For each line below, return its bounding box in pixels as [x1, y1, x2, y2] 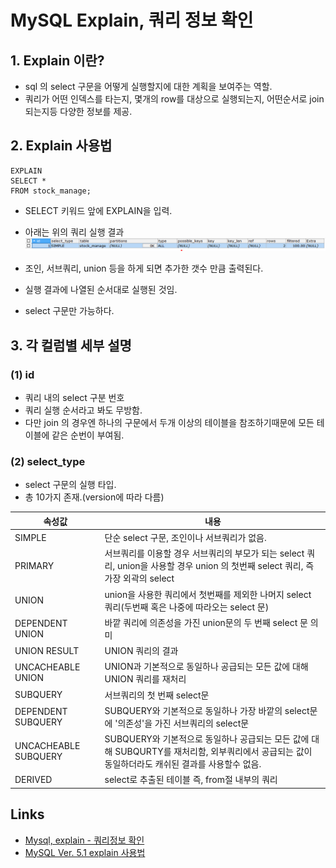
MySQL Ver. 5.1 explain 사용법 [24, 846, 146, 858]
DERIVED [14, 773, 53, 785]
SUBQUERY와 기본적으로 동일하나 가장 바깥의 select [104, 704, 310, 716]
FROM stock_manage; [10, 186, 92, 196]
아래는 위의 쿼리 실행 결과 [24, 226, 125, 238]
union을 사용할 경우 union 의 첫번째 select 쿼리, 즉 [116, 560, 315, 572]
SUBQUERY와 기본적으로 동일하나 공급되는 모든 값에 [104, 733, 310, 745]
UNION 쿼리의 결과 [104, 645, 179, 657]
